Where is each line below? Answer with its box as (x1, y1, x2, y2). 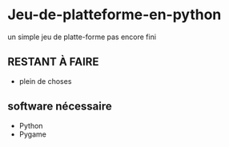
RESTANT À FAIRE (7, 55, 99, 69)
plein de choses (18, 76, 72, 85)
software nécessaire (7, 100, 113, 113)
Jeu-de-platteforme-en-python (7, 6, 222, 24)
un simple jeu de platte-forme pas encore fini (7, 32, 157, 42)
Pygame (18, 129, 47, 139)
